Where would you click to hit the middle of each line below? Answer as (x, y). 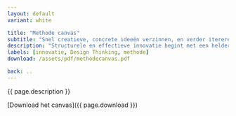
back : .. (20, 71)
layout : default (31, 14)
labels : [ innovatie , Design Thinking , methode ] (78, 52)
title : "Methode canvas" (44, 33)
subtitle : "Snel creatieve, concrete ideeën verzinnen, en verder (106, 39)
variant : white (29, 20)
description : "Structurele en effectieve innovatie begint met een (108, 46)
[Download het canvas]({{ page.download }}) (73, 105)
